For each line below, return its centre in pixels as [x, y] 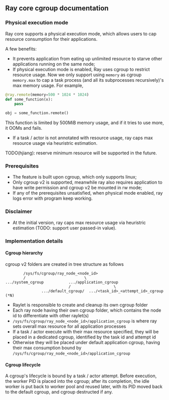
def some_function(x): [29, 99]
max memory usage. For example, [48, 85]
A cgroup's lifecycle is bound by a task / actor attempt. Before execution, [81, 376]
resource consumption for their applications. [51, 39]
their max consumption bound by [47, 348]
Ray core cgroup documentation [57, 8]
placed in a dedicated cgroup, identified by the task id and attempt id [84, 337]
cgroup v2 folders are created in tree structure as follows [65, 264]
